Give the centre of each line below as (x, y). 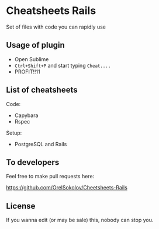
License (21, 206)
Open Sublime (32, 59)
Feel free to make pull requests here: (50, 177)
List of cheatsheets (42, 90)
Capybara (26, 115)
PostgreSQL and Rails (41, 144)
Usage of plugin (36, 45)
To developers (33, 162)
